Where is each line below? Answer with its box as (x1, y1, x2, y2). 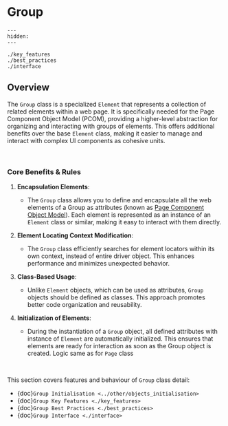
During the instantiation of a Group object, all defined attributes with (27, 328, 218, 336)
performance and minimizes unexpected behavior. (27, 259, 170, 268)
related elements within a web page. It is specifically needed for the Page (7, 107, 215, 116)
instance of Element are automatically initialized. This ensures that (27, 334, 214, 343)
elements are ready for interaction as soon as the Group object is (27, 342, 212, 350)
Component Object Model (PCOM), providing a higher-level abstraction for (7, 114, 218, 123)
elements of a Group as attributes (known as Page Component (27, 204, 205, 212)
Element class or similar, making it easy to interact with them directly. (27, 218, 222, 226)
